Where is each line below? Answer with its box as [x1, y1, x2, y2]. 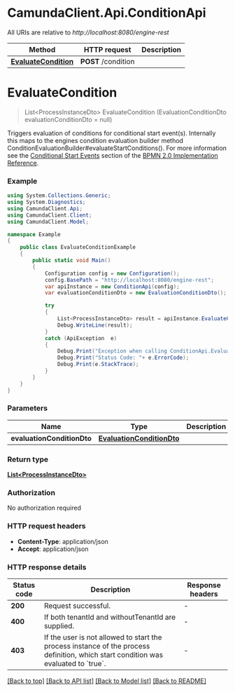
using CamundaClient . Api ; [7, 205, 83, 212]
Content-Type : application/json [17, 537, 108, 545]
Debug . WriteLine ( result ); [57, 321, 133, 329]
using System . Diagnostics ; [7, 198, 86, 206]
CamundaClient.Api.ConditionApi [7, 5, 206, 21]
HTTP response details [7, 562, 87, 572]
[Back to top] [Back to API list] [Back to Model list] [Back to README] [7, 677, 206, 685]
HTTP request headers [7, 521, 86, 531]
